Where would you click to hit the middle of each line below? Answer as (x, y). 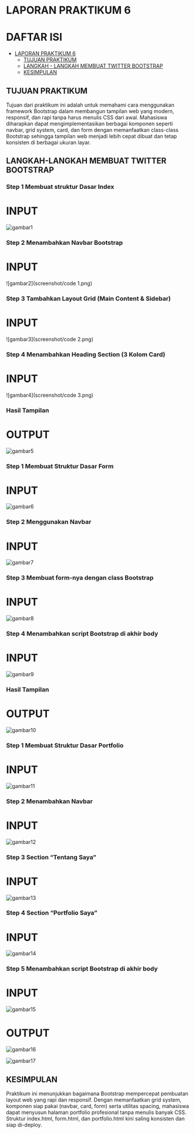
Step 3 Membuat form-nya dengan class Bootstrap (80, 578)
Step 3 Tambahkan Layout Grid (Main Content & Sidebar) (89, 298)
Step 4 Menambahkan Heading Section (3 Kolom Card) (86, 354)
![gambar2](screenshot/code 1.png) (49, 284)
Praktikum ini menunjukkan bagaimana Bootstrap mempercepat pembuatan (97, 1093)
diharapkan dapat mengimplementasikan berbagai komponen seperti (90, 124)
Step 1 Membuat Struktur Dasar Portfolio (65, 745)
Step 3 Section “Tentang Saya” (51, 857)
